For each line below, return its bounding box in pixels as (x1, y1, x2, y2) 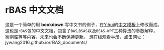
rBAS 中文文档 (5, 4, 64, 16)
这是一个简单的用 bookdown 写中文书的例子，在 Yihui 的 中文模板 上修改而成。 (5, 22, 162, 27)
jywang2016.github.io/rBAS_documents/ (5, 39, 87, 45)
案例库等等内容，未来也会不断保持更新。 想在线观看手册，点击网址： (5, 34, 146, 40)
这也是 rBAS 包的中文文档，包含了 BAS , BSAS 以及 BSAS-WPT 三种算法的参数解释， (5, 27, 158, 33)
